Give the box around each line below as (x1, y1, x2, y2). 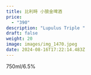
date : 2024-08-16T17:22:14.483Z (6, 47, 85, 53)
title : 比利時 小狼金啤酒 (6, 8, 63, 15)
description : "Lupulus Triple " (6, 25, 85, 31)
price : (6, 14, 22, 20)
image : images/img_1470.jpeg (6, 42, 77, 47)
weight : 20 (6, 36, 33, 42)
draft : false (6, 30, 38, 36)
